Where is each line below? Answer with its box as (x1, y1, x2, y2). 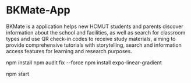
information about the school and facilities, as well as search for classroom (6, 29, 186, 36)
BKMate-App (6, 4, 71, 17)
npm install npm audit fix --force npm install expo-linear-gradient (6, 59, 162, 66)
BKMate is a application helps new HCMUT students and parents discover (6, 23, 183, 30)
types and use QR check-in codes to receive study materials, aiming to (6, 35, 176, 42)
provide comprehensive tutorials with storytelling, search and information (6, 41, 182, 49)
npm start (6, 70, 30, 77)
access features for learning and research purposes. (6, 47, 132, 54)
